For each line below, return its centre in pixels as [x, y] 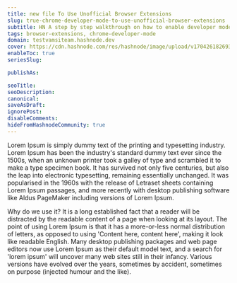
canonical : [23, 99]
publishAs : [23, 73]
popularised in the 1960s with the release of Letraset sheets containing [110, 183]
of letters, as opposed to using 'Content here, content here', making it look [115, 233]
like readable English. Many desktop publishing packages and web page [112, 241]
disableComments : [33, 119]
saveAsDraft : [26, 105]
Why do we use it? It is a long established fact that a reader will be [103, 211]
